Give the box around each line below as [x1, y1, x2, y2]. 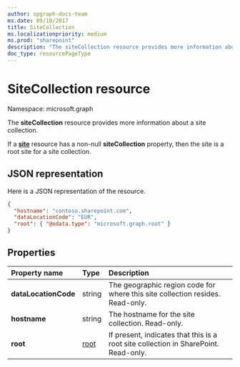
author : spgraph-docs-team [7, 10, 88, 18]
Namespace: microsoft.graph [7, 104, 94, 113]
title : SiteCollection [7, 24, 75, 31]
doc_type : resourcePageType [7, 51, 91, 58]
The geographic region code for [108, 279, 216, 289]
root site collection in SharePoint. [108, 338, 219, 348]
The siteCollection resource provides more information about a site [7, 118, 206, 127]
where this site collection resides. [108, 289, 221, 299]
